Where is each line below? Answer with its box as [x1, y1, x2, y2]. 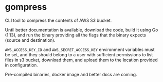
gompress [5, 1, 47, 13]
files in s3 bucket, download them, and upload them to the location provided [5, 57, 158, 63]
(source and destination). [5, 37, 55, 43]
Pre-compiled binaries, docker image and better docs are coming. [5, 71, 137, 77]
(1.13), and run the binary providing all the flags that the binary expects [5, 32, 146, 38]
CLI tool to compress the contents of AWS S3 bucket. [5, 17, 112, 23]
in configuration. [5, 62, 38, 68]
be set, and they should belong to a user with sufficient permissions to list [5, 51, 153, 57]
